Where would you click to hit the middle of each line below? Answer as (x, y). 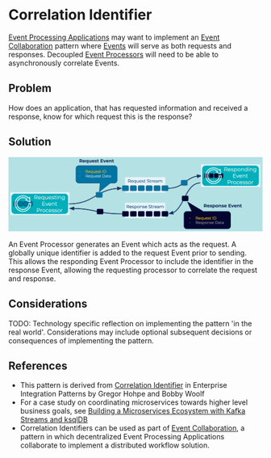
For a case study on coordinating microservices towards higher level (134, 402)
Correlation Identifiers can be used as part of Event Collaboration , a (132, 428)
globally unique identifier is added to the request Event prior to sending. (128, 253)
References (38, 366)
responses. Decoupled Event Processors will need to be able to (114, 54)
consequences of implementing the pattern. (81, 340)
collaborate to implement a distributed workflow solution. (115, 445)
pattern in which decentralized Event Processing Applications (122, 437)
